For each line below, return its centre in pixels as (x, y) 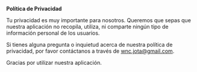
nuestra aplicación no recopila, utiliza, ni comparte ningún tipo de (87, 27)
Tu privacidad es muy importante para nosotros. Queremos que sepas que (99, 20)
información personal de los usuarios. (53, 33)
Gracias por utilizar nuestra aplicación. (54, 63)
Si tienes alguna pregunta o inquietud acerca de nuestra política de (89, 45)
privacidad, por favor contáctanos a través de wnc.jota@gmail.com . (90, 51)
